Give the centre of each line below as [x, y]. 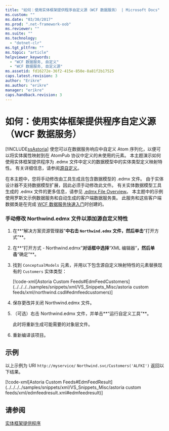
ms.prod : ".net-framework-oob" [38, 24]
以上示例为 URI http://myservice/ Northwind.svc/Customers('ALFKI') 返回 [82, 366]
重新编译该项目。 [30, 335]
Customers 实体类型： [45, 271]
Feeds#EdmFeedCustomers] [100, 281]
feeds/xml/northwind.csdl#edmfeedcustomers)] [62, 292]
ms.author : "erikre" [27, 85]
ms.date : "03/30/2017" [29, 19]
